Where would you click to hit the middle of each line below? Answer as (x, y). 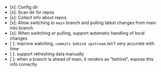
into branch (21, 28)
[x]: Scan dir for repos (32, 12)
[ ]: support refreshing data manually (47, 54)
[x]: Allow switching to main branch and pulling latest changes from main (83, 23)
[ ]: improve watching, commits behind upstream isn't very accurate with (82, 43)
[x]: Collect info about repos (38, 17)
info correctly (23, 64)
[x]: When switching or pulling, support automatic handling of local (77, 33)
